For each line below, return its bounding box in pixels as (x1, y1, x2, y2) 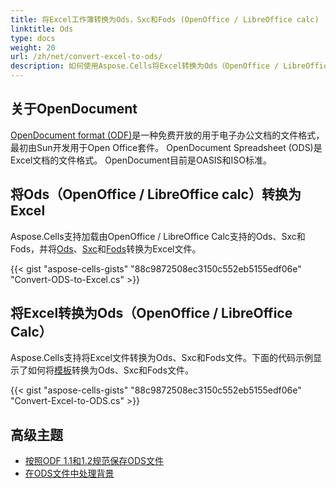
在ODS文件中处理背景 (24, 467, 115, 480)
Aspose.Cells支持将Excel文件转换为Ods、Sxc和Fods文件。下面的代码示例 (10, 352, 313, 364)
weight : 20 (10, 42, 56, 53)
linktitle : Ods (10, 24, 74, 34)
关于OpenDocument (10, 101, 138, 118)
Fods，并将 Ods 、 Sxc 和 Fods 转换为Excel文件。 (10, 242, 202, 255)
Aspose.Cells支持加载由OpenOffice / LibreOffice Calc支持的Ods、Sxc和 (10, 230, 306, 242)
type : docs (10, 33, 56, 43)
